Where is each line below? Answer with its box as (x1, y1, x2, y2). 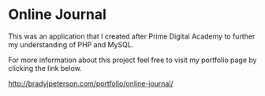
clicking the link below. (8, 63, 83, 72)
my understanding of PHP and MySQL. (8, 39, 134, 49)
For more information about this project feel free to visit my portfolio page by (8, 55, 257, 65)
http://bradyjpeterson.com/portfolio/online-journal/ (8, 79, 174, 88)
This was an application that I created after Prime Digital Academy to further (8, 31, 256, 41)
